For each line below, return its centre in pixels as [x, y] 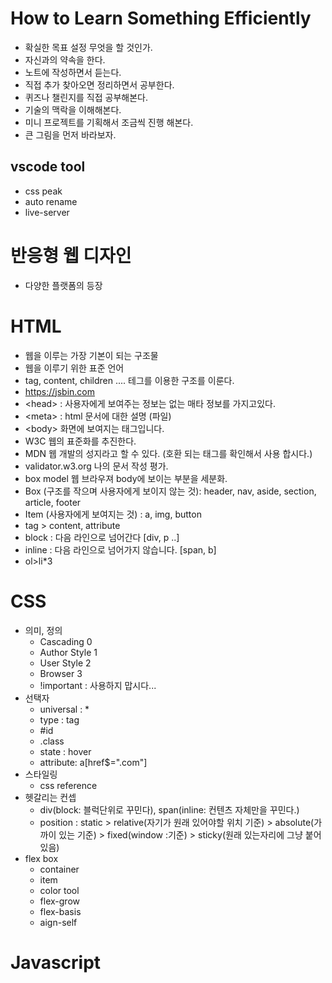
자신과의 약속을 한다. [65, 59]
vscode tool [48, 167]
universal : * [64, 709]
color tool [59, 890]
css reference [68, 785]
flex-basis [60, 911]
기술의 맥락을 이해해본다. [73, 109]
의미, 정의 [43, 630]
